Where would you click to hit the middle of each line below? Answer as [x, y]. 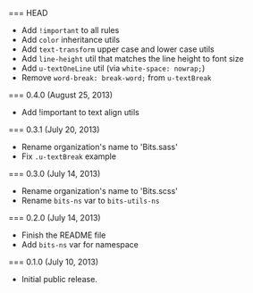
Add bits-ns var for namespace [80, 244]
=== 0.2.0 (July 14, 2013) [55, 218]
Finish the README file [63, 235]
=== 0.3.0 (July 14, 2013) [55, 174]
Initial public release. [59, 279]
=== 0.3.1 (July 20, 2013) [54, 130]
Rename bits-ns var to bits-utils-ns [90, 201]
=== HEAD [28, 13]
